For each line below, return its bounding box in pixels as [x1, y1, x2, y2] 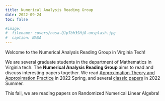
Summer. [5, 80, 24, 86]
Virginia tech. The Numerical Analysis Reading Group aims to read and [5, 64, 154, 70]
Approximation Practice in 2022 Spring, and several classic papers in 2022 [5, 75, 160, 81]
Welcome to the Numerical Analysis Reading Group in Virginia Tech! [5, 49, 146, 55]
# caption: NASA [5, 35, 42, 40]
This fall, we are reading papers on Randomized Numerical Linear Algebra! [5, 90, 160, 96]
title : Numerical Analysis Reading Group [5, 7, 94, 13]
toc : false [5, 17, 28, 22]
